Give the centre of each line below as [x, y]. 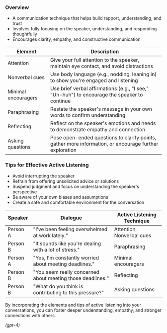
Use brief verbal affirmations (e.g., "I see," [100, 88]
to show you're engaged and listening [94, 81]
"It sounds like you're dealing [67, 244]
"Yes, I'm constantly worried [66, 257]
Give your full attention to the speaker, [95, 60]
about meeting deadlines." [64, 264]
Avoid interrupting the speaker [43, 176]
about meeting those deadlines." [71, 278]
